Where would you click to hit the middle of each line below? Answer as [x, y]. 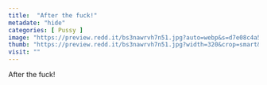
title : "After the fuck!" [53, 15]
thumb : [19, 45]
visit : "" [25, 52]
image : [19, 37]
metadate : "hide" [37, 23]
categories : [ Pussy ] [46, 30]
